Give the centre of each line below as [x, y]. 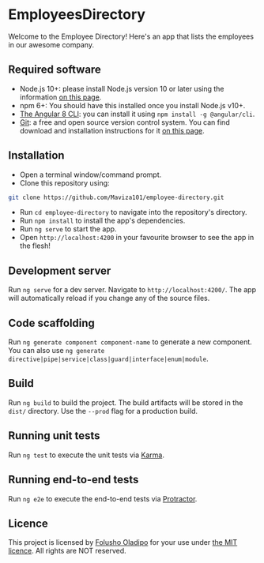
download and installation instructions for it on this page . [112, 130]
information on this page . [60, 97]
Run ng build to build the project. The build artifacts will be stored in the [126, 402]
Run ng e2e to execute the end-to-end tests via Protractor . [103, 498]
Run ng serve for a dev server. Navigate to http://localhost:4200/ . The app [132, 290]
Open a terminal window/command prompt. [91, 175]
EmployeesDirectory [77, 15]
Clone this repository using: [64, 182]
